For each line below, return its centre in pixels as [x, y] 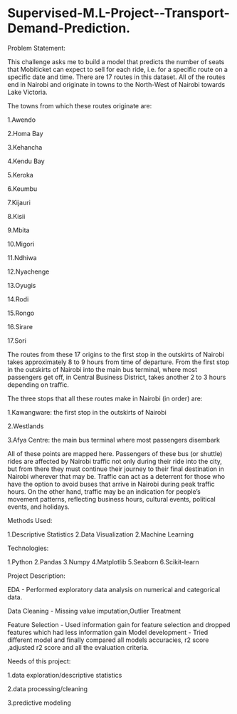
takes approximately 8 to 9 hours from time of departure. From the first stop [118, 362]
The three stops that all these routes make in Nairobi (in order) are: [105, 398]
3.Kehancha [25, 147]
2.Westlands [26, 426]
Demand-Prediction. [69, 28]
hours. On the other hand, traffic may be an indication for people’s [104, 491]
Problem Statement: [37, 48]
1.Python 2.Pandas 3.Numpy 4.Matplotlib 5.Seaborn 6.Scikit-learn [103, 562]
